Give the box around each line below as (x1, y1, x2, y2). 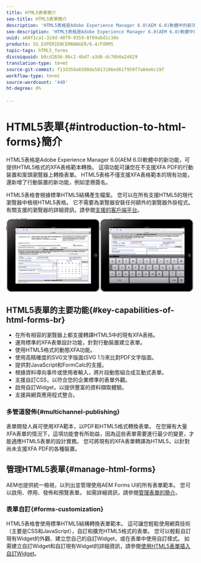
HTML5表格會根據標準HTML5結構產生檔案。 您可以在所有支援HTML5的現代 (6, 191, 193, 198)
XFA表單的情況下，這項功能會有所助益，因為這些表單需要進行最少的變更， (6, 430, 190, 437)
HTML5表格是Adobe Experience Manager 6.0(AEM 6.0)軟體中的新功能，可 (6, 156, 190, 163)
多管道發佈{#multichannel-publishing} (6, 408, 120, 416)
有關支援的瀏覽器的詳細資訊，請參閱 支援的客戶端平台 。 (6, 206, 142, 213)
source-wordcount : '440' (6, 79, 68, 85)
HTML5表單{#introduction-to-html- (6, 120, 187, 134)
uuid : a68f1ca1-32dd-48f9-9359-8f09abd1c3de (6, 35, 119, 41)
